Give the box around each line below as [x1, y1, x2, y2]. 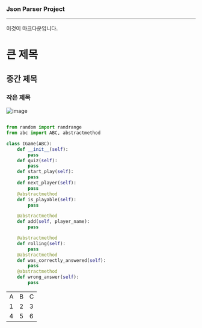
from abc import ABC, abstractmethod [6, 130, 101, 136]
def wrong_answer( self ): [17, 274, 79, 281]
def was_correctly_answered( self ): [17, 257, 106, 263]
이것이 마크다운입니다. [6, 25, 58, 32]
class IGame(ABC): [6, 141, 52, 147]
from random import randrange [6, 124, 82, 130]
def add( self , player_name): [17, 219, 90, 225]
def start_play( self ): [17, 169, 74, 175]
